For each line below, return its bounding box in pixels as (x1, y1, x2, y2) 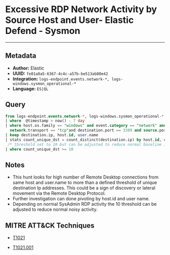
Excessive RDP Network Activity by (5, 4, 157, 15)
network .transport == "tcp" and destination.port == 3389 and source (10, 128, 157, 133)
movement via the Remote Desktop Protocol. (12, 190, 106, 196)
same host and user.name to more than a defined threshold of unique (12, 179, 157, 186)
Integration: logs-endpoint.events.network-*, (12, 76, 110, 82)
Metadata (5, 52, 36, 60)
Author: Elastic (12, 65, 45, 71)
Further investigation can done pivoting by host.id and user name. (12, 196, 150, 202)
